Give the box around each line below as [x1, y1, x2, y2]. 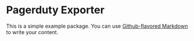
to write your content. [6, 28, 59, 35]
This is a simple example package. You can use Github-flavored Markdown [6, 23, 188, 29]
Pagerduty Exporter [6, 3, 105, 17]
